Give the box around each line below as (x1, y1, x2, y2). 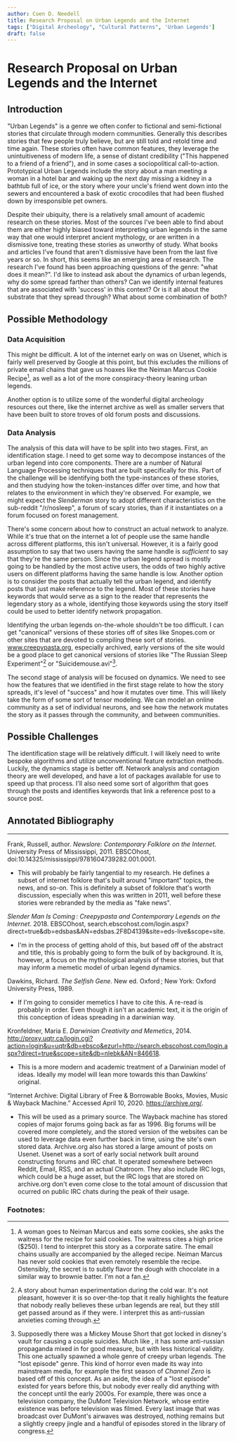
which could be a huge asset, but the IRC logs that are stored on (17, 1172, 204, 1181)
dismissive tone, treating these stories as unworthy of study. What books (7, 240, 218, 249)
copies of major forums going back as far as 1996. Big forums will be (17, 1120, 216, 1129)
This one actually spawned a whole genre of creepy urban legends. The (17, 1352, 226, 1360)
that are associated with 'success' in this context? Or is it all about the (7, 285, 209, 294)
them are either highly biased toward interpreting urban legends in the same (7, 225, 228, 234)
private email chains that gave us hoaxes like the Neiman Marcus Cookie (7, 365, 218, 373)
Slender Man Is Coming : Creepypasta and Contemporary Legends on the (7, 912, 221, 921)
